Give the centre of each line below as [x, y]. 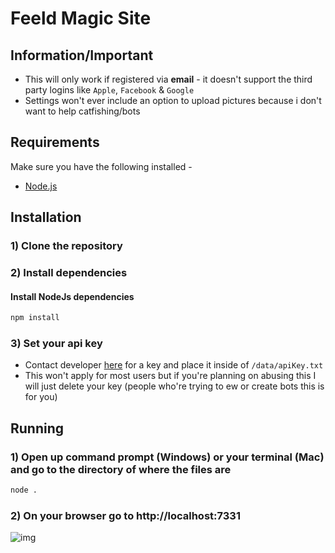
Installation [46, 217]
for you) [41, 397]
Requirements [55, 142]
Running [37, 428]
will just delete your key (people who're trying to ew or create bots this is [174, 386]
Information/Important [82, 55]
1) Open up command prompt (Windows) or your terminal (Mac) [167, 457]
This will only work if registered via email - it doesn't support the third [168, 79]
